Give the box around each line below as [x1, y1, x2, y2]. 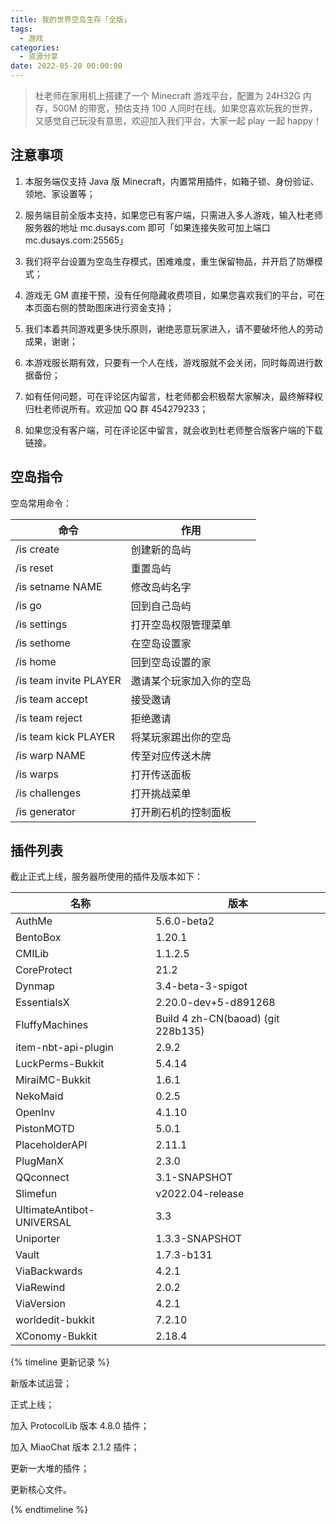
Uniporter [15, 1232, 61, 1246]
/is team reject [15, 711, 83, 725]
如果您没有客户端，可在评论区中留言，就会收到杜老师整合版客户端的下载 [24, 424, 323, 436]
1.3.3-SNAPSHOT [155, 1232, 243, 1246]
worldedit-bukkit [15, 1313, 95, 1327]
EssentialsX [15, 996, 70, 1010]
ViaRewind [15, 1281, 66, 1295]
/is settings [15, 617, 68, 631]
